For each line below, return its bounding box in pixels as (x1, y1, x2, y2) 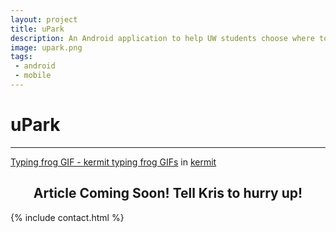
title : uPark (10, 24, 65, 34)
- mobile (14, 71, 52, 81)
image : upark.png (10, 42, 83, 53)
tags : (10, 52, 33, 62)
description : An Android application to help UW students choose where (10, 33, 315, 43)
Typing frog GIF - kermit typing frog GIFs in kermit (10, 156, 217, 168)
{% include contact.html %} (10, 211, 125, 223)
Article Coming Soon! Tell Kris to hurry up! (33, 185, 303, 202)
